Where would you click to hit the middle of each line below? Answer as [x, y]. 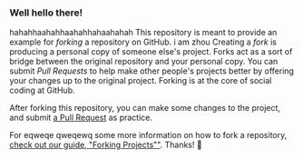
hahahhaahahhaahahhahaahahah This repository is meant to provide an [143, 33]
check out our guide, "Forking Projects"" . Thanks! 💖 [106, 145]
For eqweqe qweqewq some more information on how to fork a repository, [148, 135]
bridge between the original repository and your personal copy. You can [144, 62]
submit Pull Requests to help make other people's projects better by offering [152, 71]
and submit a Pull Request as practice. [81, 118]
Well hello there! [46, 13]
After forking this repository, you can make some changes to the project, [145, 108]
